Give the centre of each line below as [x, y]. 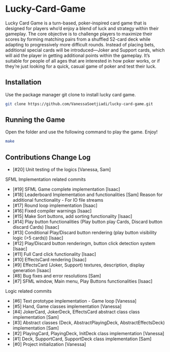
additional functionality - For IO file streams [58, 200]
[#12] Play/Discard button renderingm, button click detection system [84, 243]
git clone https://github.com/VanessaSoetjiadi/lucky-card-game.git [79, 104]
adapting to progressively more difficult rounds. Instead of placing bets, [80, 44]
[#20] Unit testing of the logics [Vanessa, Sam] [62, 170]
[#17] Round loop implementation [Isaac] [55, 206]
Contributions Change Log [48, 157]
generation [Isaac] [32, 270]
